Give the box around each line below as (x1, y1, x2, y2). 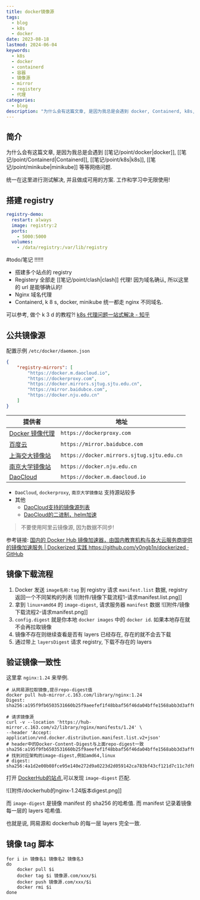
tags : (6, 14, 20, 20)
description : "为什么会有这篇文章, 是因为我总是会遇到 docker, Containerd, (6, 108, 182, 114)
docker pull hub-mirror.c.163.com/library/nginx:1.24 (6, 692, 143, 698)
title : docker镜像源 (6, 8, 55, 15)
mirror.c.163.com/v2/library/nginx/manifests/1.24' (6, 725, 137, 730)
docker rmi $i (17, 885, 52, 890)
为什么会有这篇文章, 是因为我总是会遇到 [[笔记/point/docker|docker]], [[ (6, 149, 182, 156)
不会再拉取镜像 (14, 623, 52, 631)
